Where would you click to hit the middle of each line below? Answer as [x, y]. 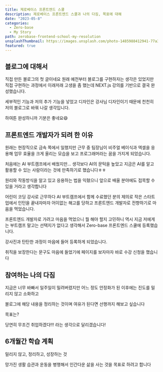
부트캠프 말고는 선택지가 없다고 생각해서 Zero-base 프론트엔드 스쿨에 [76, 225]
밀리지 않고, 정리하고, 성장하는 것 [36, 354]
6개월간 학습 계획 [29, 342]
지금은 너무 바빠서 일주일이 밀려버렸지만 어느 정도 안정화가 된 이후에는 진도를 [78, 288]
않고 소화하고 [26, 294]
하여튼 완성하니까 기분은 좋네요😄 [36, 118]
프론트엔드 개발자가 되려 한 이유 [49, 135]
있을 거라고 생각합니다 [26, 186]
